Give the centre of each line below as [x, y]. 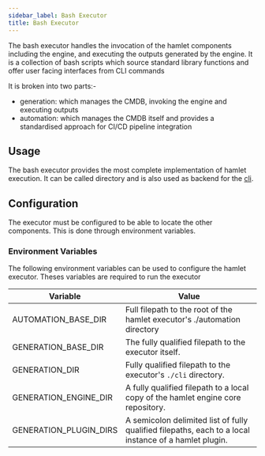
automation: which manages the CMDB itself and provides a [117, 118]
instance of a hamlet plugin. [176, 440]
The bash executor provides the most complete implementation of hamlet [127, 170]
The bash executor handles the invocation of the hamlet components [120, 45]
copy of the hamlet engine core [183, 398]
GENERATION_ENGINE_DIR [62, 398]
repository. [145, 408]
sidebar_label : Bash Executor [58, 15]
